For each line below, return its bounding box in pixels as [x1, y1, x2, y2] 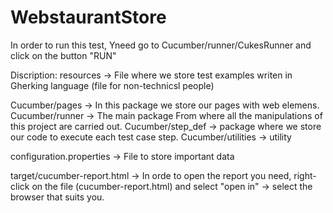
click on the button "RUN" [10, 49, 117, 61]
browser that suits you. [10, 191, 105, 203]
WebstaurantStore [10, 6, 167, 29]
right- [293, 169, 317, 181]
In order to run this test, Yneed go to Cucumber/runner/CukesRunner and [10, 39, 312, 51]
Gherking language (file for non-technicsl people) [10, 79, 215, 91]
